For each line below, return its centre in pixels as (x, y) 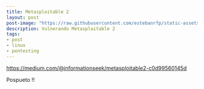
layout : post (23, 17)
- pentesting (23, 51)
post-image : (21, 23)
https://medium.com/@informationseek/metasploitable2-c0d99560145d (97, 68)
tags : (13, 34)
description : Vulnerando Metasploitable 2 (61, 29)
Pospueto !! (21, 79)
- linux (16, 46)
